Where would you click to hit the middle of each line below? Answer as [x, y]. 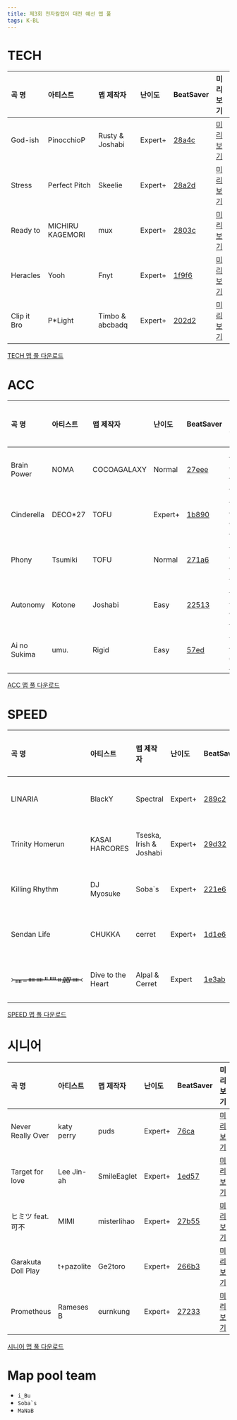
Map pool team [52, 1376]
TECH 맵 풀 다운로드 [36, 356]
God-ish [25, 140]
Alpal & [147, 975]
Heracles [26, 275]
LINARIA [25, 799]
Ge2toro [111, 1266]
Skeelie [110, 185]
